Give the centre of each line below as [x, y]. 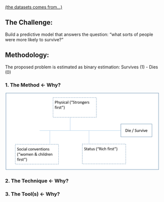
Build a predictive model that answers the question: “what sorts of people [79, 34]
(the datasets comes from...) [34, 7]
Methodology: [27, 55]
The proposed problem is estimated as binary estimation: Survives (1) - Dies [82, 67]
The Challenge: [29, 22]
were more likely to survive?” [34, 39]
